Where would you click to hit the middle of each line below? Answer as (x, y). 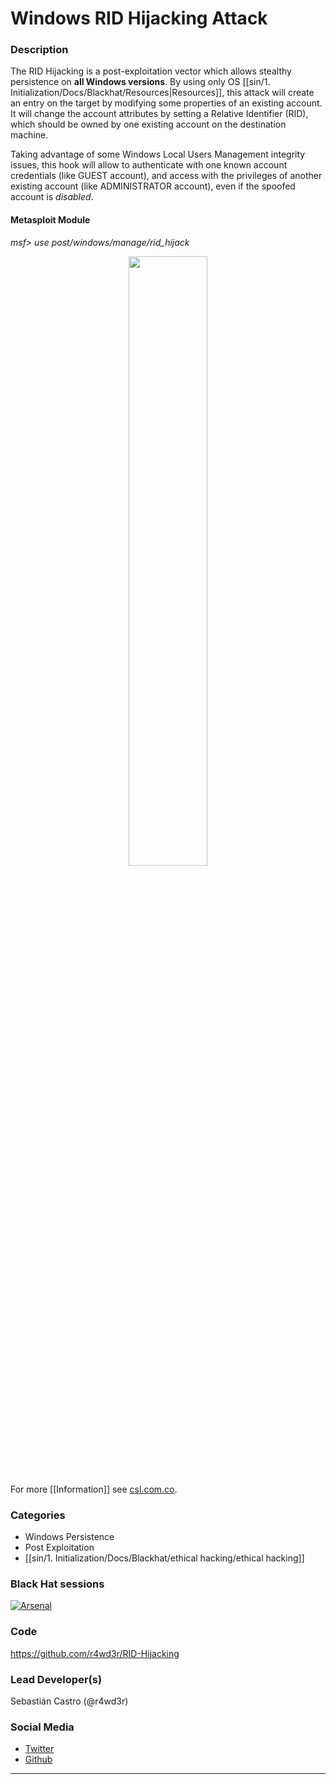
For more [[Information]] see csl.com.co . (94, 1489)
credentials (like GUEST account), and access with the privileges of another (166, 176)
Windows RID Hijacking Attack (139, 18)
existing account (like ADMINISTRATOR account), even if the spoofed (153, 186)
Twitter (39, 1749)
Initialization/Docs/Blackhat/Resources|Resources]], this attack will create (162, 93)
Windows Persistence (69, 1536)
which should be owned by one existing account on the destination (148, 124)
